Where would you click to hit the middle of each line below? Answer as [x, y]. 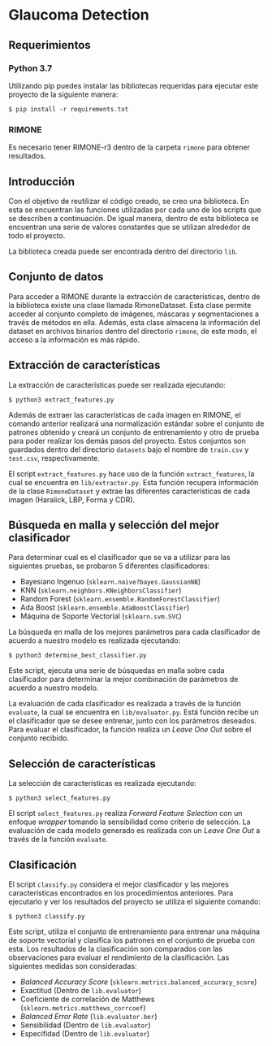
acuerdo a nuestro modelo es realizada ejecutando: [95, 640]
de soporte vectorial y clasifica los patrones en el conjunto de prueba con [132, 940]
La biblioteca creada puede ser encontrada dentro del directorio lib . [123, 251]
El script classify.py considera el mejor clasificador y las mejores [119, 884]
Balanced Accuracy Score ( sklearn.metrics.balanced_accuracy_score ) [138, 982]
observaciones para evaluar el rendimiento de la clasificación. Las [119, 957]
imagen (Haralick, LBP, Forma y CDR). [72, 499]
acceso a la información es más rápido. [74, 340]
